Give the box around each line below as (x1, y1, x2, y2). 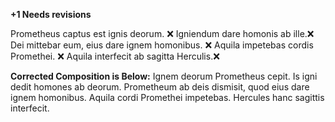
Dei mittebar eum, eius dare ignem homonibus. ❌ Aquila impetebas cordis (10, 39, 314, 51)
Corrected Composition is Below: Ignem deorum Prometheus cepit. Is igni (10, 70, 318, 82)
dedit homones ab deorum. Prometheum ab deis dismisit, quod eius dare (10, 81, 310, 93)
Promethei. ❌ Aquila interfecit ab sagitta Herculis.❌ (10, 50, 220, 62)
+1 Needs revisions (10, 9, 92, 20)
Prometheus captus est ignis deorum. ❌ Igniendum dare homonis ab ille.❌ (10, 28, 315, 39)
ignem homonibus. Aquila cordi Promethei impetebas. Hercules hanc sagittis (10, 92, 325, 103)
